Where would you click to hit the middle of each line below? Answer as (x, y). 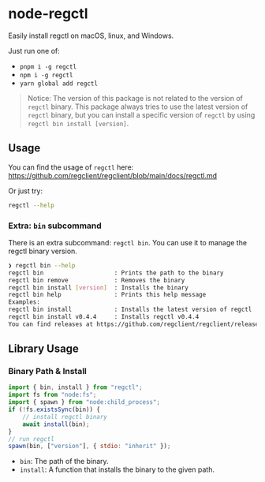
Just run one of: (34, 50)
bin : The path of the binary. (64, 461)
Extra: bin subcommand (55, 226)
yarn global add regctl (59, 84)
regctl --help (32, 205)
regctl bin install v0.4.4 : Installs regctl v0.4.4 (104, 317)
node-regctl (48, 14)
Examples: (24, 302)
